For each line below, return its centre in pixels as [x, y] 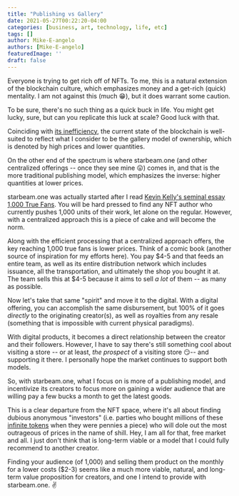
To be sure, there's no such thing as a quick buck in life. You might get [111, 110]
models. [19, 367]
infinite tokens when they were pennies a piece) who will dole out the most [117, 425]
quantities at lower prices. [45, 183]
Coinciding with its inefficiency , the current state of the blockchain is [108, 131]
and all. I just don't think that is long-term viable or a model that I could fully [118, 440]
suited [17, 138]
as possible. [25, 286]
